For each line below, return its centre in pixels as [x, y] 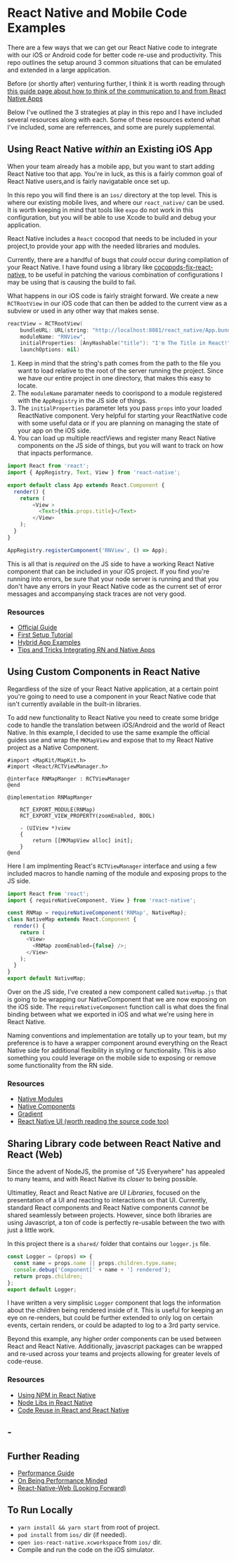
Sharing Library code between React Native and [114, 1144]
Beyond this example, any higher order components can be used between [114, 1339]
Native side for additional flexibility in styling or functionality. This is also [112, 1050]
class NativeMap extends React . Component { [72, 920]
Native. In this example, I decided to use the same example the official [109, 732]
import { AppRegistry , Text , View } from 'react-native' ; [94, 473]
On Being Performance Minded [62, 1480]
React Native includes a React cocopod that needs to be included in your [112, 238]
